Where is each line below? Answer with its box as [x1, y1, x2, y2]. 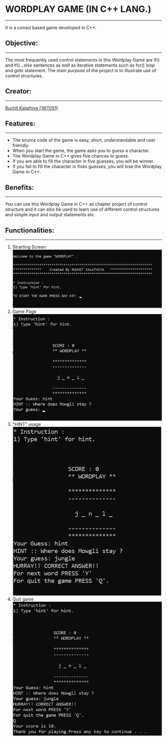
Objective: [5, 39, 38, 48]
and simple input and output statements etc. [5, 212, 95, 218]
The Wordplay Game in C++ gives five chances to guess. [12, 153, 129, 159]
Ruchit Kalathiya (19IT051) [5, 105, 58, 111]
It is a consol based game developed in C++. [5, 24, 97, 30]
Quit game [12, 596, 34, 602]
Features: [5, 119, 36, 128]
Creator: [5, 87, 32, 95]
